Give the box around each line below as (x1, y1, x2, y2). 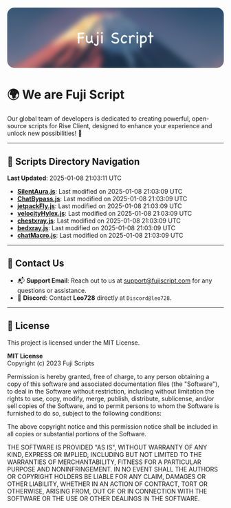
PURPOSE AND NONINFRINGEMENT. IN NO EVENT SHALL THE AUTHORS (7, 465, 219, 473)
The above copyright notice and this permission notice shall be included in (7, 422, 218, 431)
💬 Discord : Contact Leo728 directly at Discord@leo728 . (16, 294, 172, 302)
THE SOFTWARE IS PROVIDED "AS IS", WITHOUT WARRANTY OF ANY (7, 443, 208, 451)
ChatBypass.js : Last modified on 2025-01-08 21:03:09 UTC (16, 194, 188, 203)
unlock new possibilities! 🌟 (7, 129, 82, 138)
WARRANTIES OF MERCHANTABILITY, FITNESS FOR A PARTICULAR (7, 458, 201, 466)
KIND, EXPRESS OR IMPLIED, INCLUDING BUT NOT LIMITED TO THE (7, 450, 202, 458)
